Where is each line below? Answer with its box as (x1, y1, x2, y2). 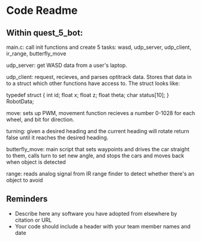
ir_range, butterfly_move (6, 50, 67, 57)
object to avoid (6, 177, 43, 184)
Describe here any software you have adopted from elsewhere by (14, 210, 178, 217)
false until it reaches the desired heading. (6, 134, 109, 141)
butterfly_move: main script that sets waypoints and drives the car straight (6, 146, 190, 152)
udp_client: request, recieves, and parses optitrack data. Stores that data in (6, 74, 192, 80)
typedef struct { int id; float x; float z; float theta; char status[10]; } (6, 92, 169, 98)
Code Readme (6, 4, 78, 17)
